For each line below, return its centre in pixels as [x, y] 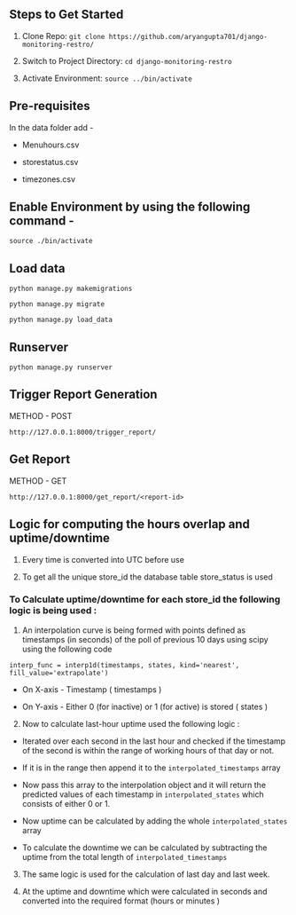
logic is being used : [53, 611]
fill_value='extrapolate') [59, 673]
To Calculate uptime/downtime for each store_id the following [145, 600]
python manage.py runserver [61, 367]
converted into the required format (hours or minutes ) [121, 901]
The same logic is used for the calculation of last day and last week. [146, 874]
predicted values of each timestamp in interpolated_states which [143, 794]
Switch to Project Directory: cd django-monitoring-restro [127, 60]
